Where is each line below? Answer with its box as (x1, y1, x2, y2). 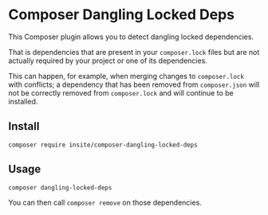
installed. (8, 96, 38, 106)
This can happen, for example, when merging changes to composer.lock (8, 71, 245, 80)
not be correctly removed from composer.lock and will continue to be (8, 88, 234, 97)
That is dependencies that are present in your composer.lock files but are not (8, 47, 260, 57)
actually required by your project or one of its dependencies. (8, 56, 207, 65)
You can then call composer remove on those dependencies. (8, 197, 202, 207)
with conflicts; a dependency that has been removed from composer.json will (8, 80, 260, 89)
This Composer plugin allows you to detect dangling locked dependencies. (8, 32, 254, 41)
